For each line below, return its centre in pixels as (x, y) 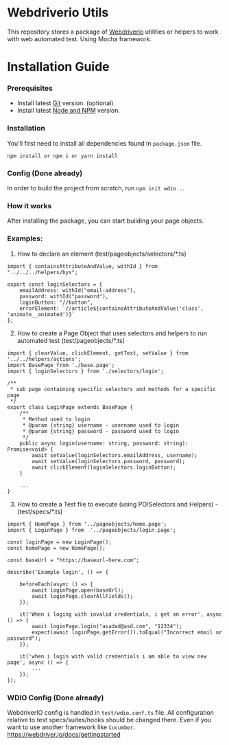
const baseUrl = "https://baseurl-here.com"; (73, 560)
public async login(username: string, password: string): (104, 443)
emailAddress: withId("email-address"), (78, 290)
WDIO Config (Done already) (56, 698)
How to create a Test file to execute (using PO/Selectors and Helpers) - (117, 504)
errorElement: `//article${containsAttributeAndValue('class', (112, 308)
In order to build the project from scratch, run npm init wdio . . (96, 188)
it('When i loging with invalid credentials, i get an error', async (121, 614)
